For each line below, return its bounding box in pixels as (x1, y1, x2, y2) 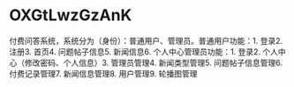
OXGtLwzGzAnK (9, 5, 132, 25)
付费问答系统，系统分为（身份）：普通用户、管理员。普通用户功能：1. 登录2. (9, 35, 283, 46)
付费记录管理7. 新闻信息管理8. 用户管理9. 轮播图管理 (9, 68, 198, 79)
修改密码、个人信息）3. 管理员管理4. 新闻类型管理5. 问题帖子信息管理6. (24, 57, 283, 68)
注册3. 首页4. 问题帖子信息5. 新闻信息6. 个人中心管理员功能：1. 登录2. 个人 (9, 46, 279, 57)
